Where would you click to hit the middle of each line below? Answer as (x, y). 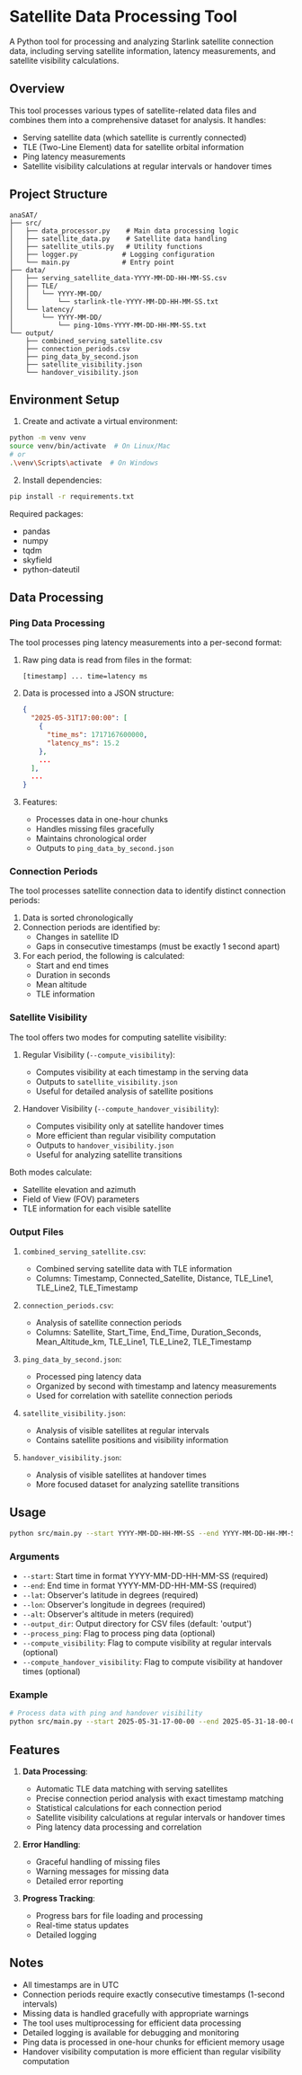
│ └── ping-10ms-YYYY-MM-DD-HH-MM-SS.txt (108, 325)
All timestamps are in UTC (71, 1984)
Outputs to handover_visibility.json (105, 1145)
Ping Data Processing (57, 624)
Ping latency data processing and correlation (119, 1827)
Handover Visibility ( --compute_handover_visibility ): (121, 1108)
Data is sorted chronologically (78, 918)
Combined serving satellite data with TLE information (133, 1269)
